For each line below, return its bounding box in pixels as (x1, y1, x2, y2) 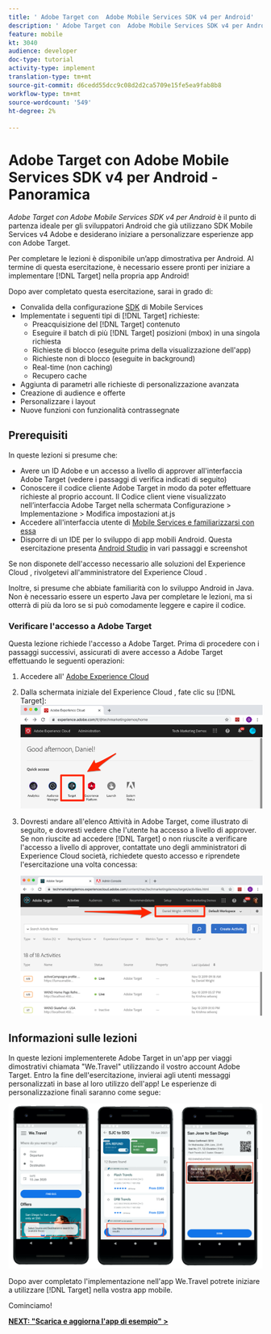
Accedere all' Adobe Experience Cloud (19, 672, 149, 682)
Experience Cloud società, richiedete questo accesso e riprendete (19, 851, 240, 860)
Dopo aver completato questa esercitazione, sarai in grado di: (8, 287, 214, 297)
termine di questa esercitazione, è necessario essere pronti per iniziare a (8, 263, 251, 272)
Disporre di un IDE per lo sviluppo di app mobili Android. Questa (19, 534, 232, 544)
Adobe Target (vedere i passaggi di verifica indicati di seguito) (19, 474, 227, 484)
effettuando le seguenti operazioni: (8, 656, 125, 666)
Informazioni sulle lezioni (8, 1032, 137, 1045)
